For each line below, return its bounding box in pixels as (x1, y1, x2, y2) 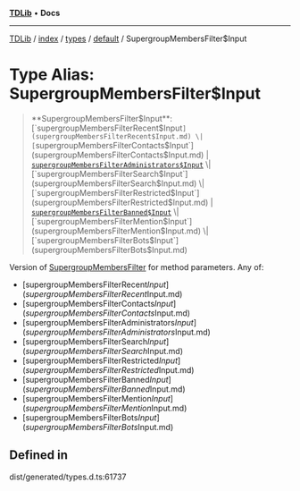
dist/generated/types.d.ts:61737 (9, 471, 127, 482)
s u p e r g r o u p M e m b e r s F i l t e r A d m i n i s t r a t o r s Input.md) (25, 326, 212, 337)
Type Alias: (9, 64, 96, 85)
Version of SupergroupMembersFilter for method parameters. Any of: (9, 261, 264, 272)
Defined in (9, 447, 69, 463)
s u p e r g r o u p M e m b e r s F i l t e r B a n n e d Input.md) (25, 384, 186, 394)
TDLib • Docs (9, 8, 61, 18)
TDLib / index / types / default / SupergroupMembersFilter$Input (9, 33, 247, 44)
